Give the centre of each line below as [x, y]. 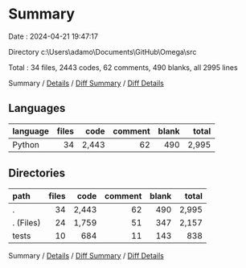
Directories [37, 173]
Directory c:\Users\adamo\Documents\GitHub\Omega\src [102, 52]
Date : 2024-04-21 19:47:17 [53, 36]
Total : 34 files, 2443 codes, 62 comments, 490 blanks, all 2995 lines [123, 67]
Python [26, 144]
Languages [37, 108]
